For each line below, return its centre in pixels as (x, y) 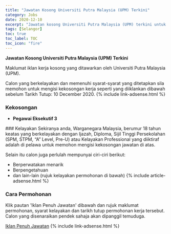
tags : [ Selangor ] (24, 29)
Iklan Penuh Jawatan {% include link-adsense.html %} (62, 226)
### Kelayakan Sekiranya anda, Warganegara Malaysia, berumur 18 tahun (83, 129)
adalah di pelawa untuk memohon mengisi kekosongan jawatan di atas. (80, 145)
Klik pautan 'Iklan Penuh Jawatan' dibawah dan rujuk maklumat (72, 205)
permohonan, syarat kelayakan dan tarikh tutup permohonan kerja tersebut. (85, 211)
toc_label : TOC (22, 39)
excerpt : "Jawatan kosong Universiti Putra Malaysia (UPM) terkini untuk (86, 24)
